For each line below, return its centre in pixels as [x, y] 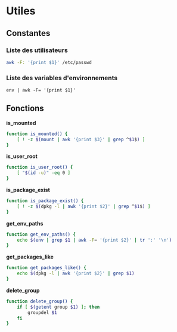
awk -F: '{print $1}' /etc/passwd [49, 62]
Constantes [28, 33]
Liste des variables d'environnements [62, 78]
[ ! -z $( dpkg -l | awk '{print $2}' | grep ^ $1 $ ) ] [84, 206]
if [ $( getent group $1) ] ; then [58, 307]
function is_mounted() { [37, 134]
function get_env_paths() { [41, 234]
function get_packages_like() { [46, 268]
